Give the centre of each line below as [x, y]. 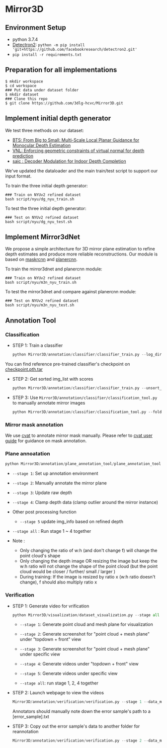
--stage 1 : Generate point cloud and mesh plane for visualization [86, 624]
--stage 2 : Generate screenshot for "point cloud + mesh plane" [85, 634]
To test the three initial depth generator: [46, 208]
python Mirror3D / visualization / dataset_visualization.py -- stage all [86, 615]
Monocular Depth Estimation [42, 145]
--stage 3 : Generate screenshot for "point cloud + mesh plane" [85, 649]
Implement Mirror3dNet [43, 237]
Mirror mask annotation [34, 424]
